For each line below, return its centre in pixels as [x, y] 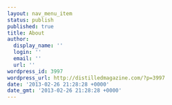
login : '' [27, 52]
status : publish [30, 20]
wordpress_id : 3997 [35, 71]
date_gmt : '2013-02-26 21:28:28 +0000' [65, 90]
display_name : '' [38, 46]
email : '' [27, 59]
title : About [26, 33]
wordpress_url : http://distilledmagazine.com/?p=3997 [86, 78]
